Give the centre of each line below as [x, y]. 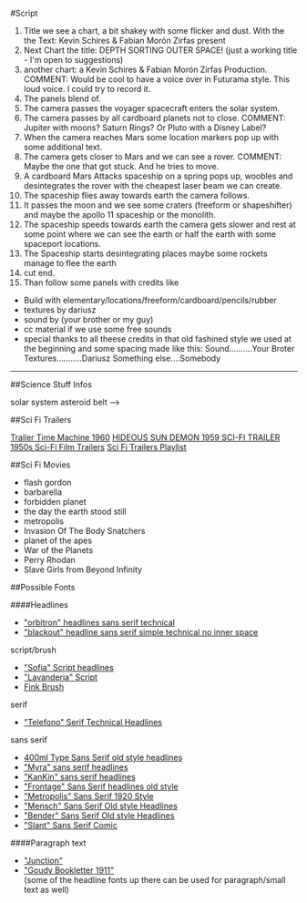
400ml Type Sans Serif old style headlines [103, 757]
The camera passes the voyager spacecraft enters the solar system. [152, 108]
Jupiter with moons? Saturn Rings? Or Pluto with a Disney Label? [145, 128]
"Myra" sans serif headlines [76, 767]
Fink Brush [44, 687]
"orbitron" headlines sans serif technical [99, 622]
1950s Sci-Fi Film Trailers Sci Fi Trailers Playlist [98, 447]
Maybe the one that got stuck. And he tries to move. [121, 166]
